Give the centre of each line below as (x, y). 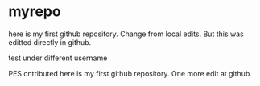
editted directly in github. (50, 42)
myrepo (35, 12)
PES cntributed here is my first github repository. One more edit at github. (130, 73)
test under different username (58, 58)
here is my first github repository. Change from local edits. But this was (126, 34)
